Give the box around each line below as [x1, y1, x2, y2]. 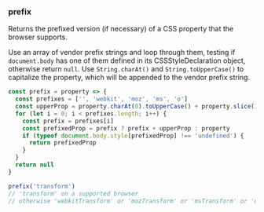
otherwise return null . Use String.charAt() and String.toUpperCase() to [8, 64, 244, 74]
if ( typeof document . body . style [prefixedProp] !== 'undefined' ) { [22, 132, 244, 140]
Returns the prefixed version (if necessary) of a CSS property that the [8, 24, 234, 34]
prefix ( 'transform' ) [8, 182, 76, 190]
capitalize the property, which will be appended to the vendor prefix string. [8, 73, 250, 82]
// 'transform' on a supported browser [8, 189, 139, 198]
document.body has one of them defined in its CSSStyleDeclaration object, [8, 56, 246, 65]
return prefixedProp [28, 139, 97, 147]
